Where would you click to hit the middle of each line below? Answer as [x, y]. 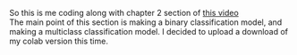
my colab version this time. [59, 41]
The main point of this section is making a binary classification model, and [146, 22]
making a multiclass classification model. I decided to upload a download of [149, 31]
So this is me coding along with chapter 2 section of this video [124, 13]
